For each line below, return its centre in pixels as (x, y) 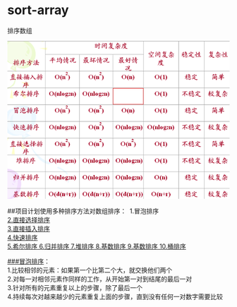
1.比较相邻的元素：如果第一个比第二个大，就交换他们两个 (90, 270)
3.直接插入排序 (29, 229)
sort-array (38, 10)
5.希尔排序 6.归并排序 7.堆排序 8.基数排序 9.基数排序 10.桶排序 (97, 246)
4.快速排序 (23, 237)
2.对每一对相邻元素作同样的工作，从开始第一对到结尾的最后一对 (100, 279)
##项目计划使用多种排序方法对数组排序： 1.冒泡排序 (83, 211)
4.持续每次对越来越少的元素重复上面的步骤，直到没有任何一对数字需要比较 (115, 296)
